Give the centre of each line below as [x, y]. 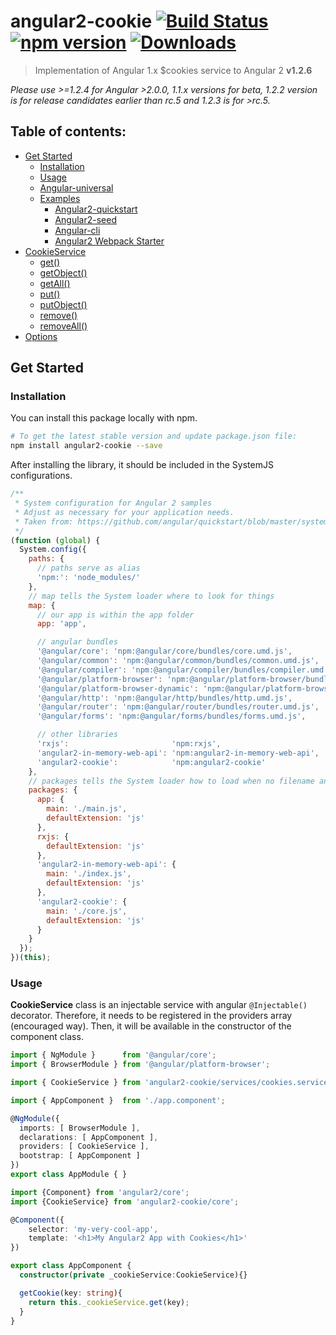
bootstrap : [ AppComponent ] [80, 1156]
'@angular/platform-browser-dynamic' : [117, 688]
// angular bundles [77, 642]
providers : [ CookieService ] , [84, 1146]
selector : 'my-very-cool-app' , [93, 1229]
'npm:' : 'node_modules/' [88, 578]
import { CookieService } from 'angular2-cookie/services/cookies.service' [171, 1083]
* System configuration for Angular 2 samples [113, 503]
